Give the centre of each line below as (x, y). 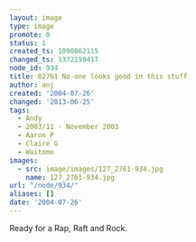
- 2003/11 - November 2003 (68, 127)
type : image (32, 26)
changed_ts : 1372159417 (54, 60)
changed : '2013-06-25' (52, 102)
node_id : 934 (34, 69)
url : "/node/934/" (44, 186)
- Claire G (38, 144)
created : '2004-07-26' (52, 93)
